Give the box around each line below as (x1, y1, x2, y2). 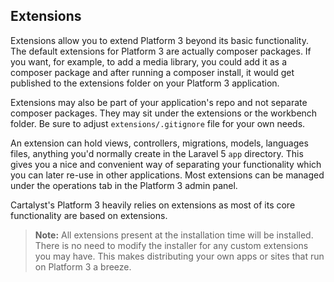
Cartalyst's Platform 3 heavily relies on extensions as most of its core (10, 199, 296, 211)
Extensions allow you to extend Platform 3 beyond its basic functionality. (10, 34, 309, 46)
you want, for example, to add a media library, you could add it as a (10, 55, 288, 68)
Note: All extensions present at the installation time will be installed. (34, 229, 314, 241)
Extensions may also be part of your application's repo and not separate (10, 96, 308, 108)
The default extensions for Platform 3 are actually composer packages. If (10, 45, 312, 57)
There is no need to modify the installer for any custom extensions (34, 239, 309, 251)
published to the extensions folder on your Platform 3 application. (10, 77, 280, 89)
